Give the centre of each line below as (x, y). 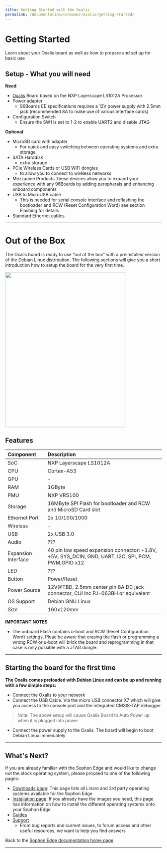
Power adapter (28, 101)
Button (15, 579)
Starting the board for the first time (60, 668)
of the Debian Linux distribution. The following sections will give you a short (83, 260)
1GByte (56, 487)
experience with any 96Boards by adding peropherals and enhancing (83, 184)
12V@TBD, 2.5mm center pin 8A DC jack (96, 587)
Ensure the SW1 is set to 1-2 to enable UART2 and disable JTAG (85, 122)
